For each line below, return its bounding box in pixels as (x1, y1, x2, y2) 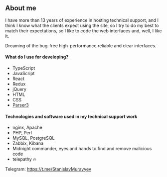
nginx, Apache (12, 124, 42, 131)
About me (5, 4, 36, 12)
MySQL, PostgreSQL (12, 135, 55, 141)
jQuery (12, 87, 26, 92)
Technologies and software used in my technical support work (5, 113, 138, 119)
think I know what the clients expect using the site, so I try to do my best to (5, 22, 159, 28)
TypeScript (12, 65, 35, 71)
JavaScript (12, 71, 35, 77)
